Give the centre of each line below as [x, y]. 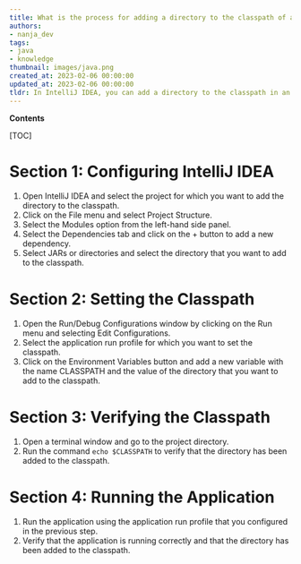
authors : [26, 26]
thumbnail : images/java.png [62, 68]
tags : [19, 43]
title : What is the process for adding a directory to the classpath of [148, 17]
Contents [27, 118]
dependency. [47, 244]
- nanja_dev [31, 34]
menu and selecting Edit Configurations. [96, 333]
